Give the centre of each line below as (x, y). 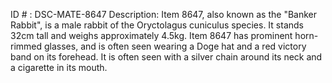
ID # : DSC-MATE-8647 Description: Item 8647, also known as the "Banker (164, 14)
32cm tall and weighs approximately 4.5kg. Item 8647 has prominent (151, 35)
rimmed (26, 46)
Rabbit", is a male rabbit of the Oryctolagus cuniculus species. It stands (157, 25)
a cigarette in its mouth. (59, 67)
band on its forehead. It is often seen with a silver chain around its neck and (166, 57)
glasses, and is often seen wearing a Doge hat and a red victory (175, 46)
